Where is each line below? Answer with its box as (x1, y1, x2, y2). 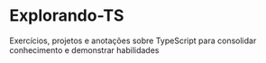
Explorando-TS (9, 5, 124, 26)
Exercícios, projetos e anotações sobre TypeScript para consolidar (9, 35, 257, 46)
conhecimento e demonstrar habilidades (9, 44, 160, 55)
